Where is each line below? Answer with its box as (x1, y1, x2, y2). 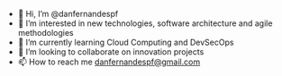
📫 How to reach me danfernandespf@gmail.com (17, 56, 201, 67)
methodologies (17, 28, 74, 38)
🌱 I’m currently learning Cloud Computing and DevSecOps (17, 37, 234, 47)
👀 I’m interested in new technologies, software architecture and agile (17, 18, 273, 29)
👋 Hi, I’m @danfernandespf (17, 9, 119, 19)
